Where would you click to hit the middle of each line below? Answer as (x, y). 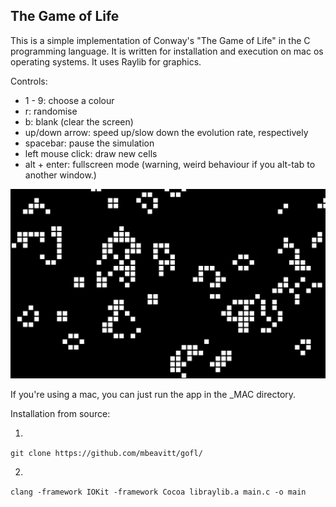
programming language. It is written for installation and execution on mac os (167, 51)
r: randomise (51, 111)
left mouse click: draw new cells (91, 153)
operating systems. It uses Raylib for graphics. (106, 61)
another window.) (60, 175)
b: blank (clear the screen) (79, 121)
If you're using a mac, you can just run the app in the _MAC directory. (153, 394)
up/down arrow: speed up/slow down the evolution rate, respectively (166, 132)
